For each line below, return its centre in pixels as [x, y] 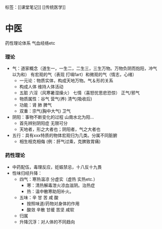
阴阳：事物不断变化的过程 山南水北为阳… [53, 117]
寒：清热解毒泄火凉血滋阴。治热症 [61, 185]
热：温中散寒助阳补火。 [50, 191]
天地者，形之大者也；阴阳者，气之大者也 [60, 129]
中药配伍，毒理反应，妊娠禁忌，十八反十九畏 [57, 167]
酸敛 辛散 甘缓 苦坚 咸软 [50, 210]
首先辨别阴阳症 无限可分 [44, 123]
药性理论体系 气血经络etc [30, 43]
